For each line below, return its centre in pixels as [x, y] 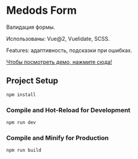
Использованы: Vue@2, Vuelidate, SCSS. [58, 38]
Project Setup [32, 81]
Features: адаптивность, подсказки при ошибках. [69, 50]
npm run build [24, 151]
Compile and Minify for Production [58, 137]
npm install [21, 94]
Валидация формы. [31, 27]
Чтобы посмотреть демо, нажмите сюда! [59, 62]
